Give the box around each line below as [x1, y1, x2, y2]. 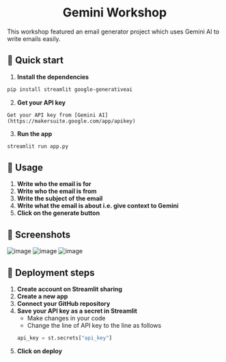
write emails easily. [7, 34, 61, 42]
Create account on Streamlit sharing [16, 285, 123, 293]
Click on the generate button [16, 209, 100, 217]
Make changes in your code [27, 313, 106, 322]
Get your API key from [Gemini [7, 112, 96, 118]
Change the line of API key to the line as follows [27, 321, 162, 329]
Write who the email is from [16, 187, 97, 196]
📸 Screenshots [7, 229, 71, 240]
